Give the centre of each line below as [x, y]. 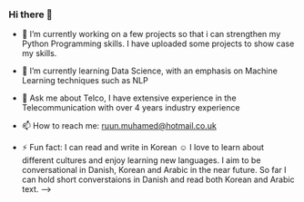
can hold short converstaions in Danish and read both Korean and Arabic [158, 179]
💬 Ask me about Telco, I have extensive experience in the [129, 98]
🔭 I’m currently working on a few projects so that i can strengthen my [151, 34]
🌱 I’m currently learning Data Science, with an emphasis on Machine [150, 71]
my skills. [39, 53]
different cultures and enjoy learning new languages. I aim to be [141, 160]
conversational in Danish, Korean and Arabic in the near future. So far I [154, 170]
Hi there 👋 [31, 14]
